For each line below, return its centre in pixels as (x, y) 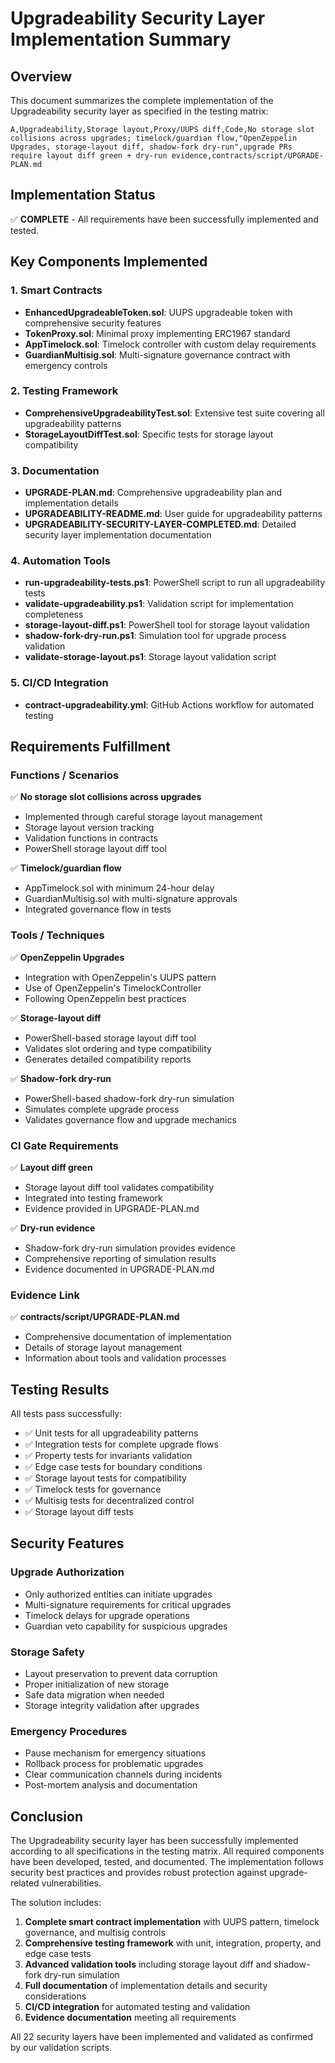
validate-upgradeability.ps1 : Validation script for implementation (159, 604)
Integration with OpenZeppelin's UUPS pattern (120, 977)
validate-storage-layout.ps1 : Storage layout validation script (150, 657)
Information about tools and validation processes (125, 1358)
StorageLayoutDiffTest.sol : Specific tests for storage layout (149, 434)
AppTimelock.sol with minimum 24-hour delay (119, 888)
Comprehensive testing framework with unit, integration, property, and (173, 1943)
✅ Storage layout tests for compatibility (105, 1478)
